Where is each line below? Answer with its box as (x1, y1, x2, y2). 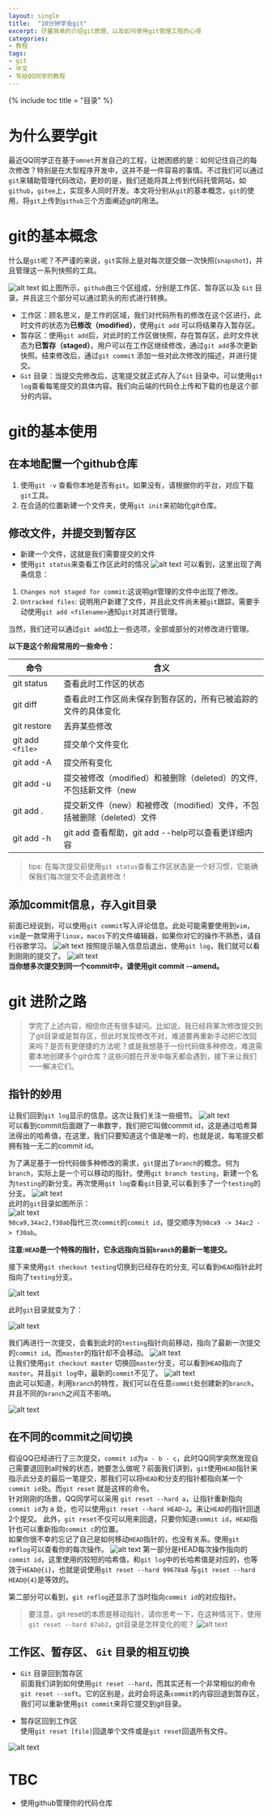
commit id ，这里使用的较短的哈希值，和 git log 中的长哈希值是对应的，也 (8, 1554, 251, 1564)
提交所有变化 (63, 757, 113, 769)
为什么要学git (8, 126, 98, 145)
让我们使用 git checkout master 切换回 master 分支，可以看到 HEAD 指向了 (8, 1358, 244, 1367)
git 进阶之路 (8, 993, 87, 1011)
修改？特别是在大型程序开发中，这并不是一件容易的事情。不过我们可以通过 (15, 165, 264, 175)
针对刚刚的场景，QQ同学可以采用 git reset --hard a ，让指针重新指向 (8, 1494, 243, 1503)
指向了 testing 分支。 (8, 1272, 77, 1281)
